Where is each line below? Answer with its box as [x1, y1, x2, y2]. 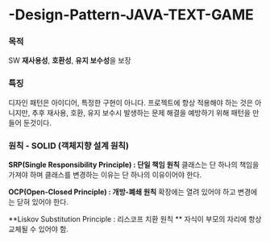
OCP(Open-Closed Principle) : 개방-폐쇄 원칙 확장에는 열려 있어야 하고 [8, 187, 236, 197]
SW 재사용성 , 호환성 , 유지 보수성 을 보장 [8, 56, 131, 65]
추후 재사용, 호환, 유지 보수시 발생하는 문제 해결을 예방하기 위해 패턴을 [31, 107, 251, 118]
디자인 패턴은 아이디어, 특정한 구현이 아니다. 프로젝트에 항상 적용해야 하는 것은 [8, 98, 254, 107]
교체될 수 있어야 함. [8, 224, 69, 235]
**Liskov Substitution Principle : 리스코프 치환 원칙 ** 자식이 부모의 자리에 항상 [8, 214, 262, 224]
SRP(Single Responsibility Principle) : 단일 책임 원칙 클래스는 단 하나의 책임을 [8, 160, 260, 170]
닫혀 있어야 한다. [16, 197, 69, 207]
